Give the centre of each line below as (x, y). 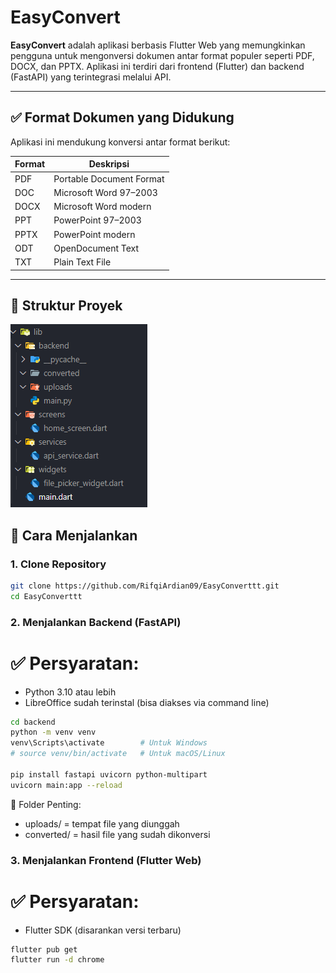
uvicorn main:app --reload (66, 785)
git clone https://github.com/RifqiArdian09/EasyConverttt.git (145, 586)
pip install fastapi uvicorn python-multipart (109, 774)
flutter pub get (44, 949)
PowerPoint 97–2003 (97, 220)
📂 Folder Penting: (46, 804)
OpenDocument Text (96, 248)
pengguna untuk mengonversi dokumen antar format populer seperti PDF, (162, 55)
